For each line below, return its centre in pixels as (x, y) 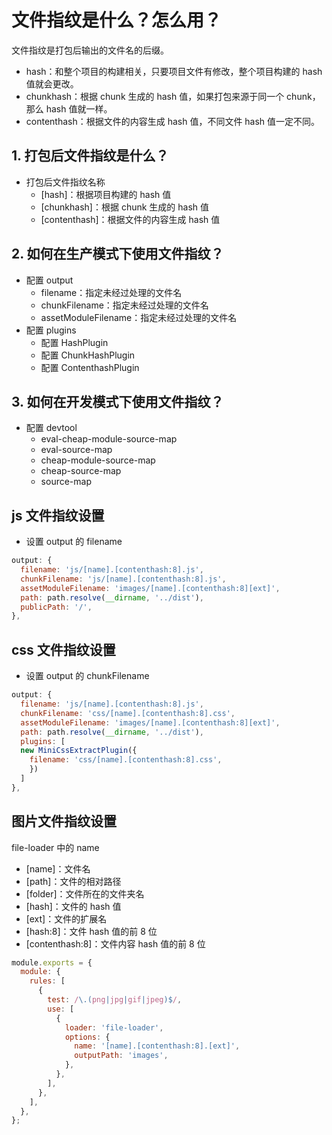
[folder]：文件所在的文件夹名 (85, 893)
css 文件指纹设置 (63, 649)
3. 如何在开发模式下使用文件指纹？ (117, 401)
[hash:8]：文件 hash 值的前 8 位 (91, 931)
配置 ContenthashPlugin (90, 367)
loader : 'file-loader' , (114, 1027)
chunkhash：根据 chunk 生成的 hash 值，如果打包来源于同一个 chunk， (173, 96)
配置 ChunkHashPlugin (88, 355)
